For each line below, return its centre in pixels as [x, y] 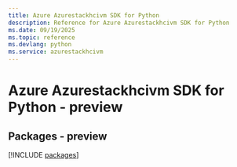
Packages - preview [58, 136]
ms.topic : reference [42, 37]
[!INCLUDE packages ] [44, 155]
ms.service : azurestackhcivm [56, 52]
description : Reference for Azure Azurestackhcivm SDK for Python [119, 23]
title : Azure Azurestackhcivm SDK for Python [84, 15]
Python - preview [66, 107]
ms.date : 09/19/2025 [42, 30]
